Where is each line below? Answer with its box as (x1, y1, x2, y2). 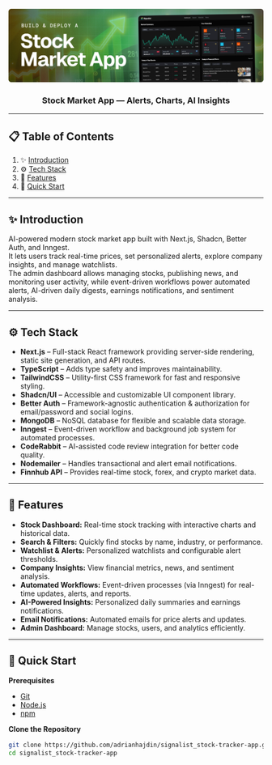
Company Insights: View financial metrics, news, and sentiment (19, 563, 235, 572)
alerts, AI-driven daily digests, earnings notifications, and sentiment (8, 286, 235, 295)
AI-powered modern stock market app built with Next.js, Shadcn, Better (8, 234, 247, 244)
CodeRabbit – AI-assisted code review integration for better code (19, 441, 239, 451)
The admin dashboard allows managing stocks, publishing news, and (8, 269, 239, 278)
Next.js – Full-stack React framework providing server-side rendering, (19, 346, 255, 356)
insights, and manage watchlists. (8, 260, 117, 270)
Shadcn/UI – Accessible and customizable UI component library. (19, 389, 236, 399)
